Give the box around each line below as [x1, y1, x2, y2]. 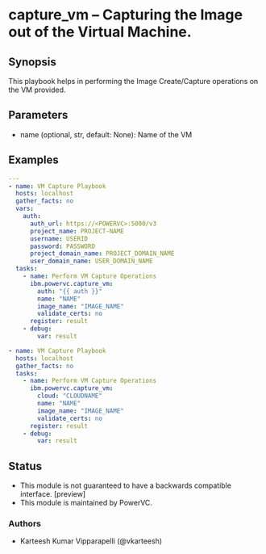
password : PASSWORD [29, 242, 95, 250]
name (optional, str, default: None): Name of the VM [19, 129, 193, 139]
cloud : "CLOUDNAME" [37, 392, 103, 401]
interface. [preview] [19, 489, 86, 499]
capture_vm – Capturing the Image [8, 6, 243, 24]
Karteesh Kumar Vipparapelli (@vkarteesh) [19, 536, 163, 546]
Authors [8, 518, 42, 529]
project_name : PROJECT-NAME [29, 227, 125, 235]
